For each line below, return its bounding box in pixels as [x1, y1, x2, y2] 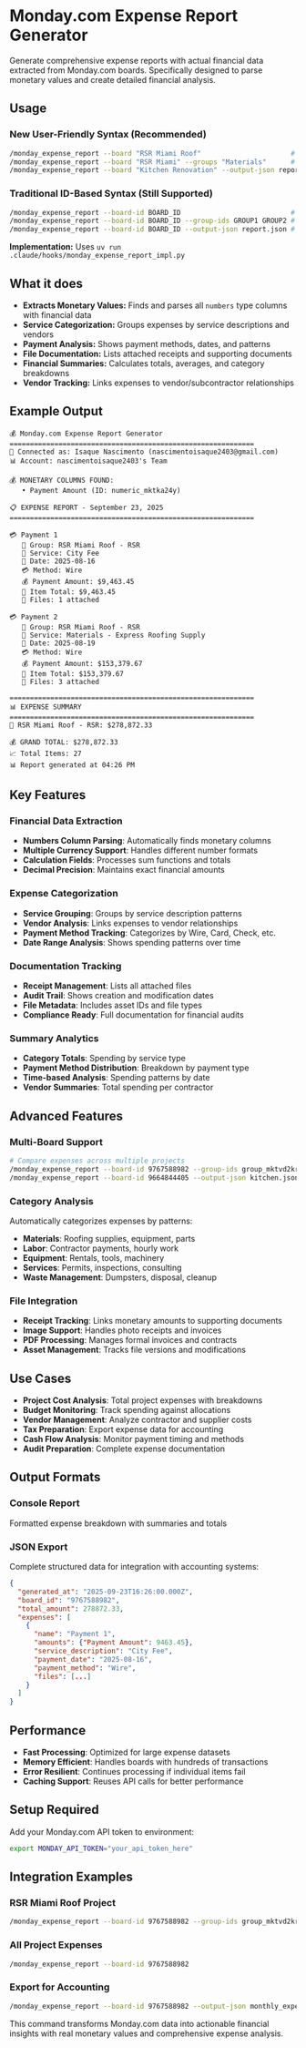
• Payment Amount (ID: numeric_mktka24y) [21, 486, 181, 495]
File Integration [9, 1295, 78, 1307]
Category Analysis [9, 1194, 94, 1207]
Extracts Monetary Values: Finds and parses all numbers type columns [22, 300, 288, 311]
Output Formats [9, 1469, 101, 1485]
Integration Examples [9, 1869, 134, 1885]
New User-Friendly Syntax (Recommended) [9, 128, 207, 141]
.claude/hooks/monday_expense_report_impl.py [9, 251, 185, 261]
